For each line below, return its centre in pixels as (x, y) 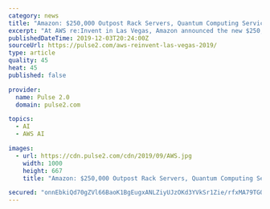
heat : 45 (23, 68)
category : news (34, 16)
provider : (25, 90)
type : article (32, 53)
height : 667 (43, 171)
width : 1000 (43, 163)
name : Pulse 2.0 (43, 97)
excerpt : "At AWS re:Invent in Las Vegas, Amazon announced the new (125, 30)
